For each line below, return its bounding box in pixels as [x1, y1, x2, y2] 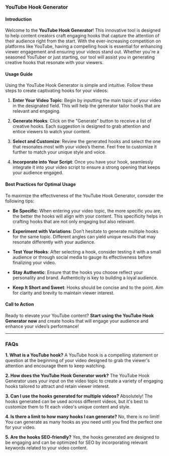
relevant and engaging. [12, 108, 61, 114]
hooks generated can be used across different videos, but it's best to [5, 398, 148, 404]
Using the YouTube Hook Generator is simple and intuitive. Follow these [5, 82, 153, 88]
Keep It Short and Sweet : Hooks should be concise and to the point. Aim [12, 284, 163, 290]
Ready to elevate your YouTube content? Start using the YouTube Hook [5, 312, 154, 319]
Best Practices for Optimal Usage [5, 181, 76, 187]
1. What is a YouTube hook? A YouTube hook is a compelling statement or [5, 352, 158, 358]
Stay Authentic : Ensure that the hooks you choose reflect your [12, 269, 143, 275]
